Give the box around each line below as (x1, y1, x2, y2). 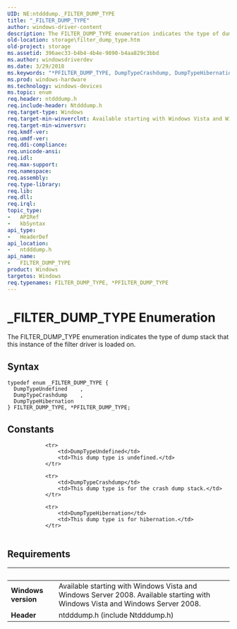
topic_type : (7, 207, 42, 214)
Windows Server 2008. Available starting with (59, 590, 210, 599)
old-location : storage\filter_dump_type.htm (7, 37, 140, 44)
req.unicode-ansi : (7, 148, 61, 155)
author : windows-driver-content (7, 23, 102, 30)
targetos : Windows (7, 272, 61, 279)
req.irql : (7, 200, 37, 208)
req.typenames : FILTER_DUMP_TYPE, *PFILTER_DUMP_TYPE (7, 279, 169, 286)
